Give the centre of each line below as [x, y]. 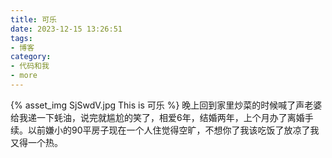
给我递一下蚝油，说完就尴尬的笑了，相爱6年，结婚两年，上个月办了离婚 [157, 117]
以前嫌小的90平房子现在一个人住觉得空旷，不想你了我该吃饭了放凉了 [169, 130]
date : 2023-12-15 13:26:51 [66, 29]
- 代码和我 [30, 66]
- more [24, 76]
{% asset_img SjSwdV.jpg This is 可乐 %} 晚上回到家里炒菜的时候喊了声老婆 [166, 105]
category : [31, 57]
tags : [21, 38]
